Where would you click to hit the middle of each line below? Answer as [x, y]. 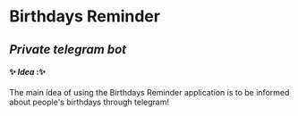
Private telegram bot [68, 50]
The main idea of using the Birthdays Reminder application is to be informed [149, 92]
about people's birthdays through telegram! [89, 102]
